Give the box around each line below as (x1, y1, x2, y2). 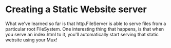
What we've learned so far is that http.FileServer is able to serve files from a (5, 20, 166, 27)
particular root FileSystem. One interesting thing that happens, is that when (5, 26, 164, 32)
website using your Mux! (5, 37, 58, 43)
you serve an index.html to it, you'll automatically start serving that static (5, 31, 159, 37)
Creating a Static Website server (5, 4, 147, 15)
